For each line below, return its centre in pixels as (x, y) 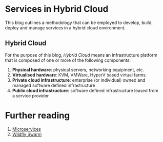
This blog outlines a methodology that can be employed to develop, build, (79, 23)
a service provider (30, 95)
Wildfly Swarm (27, 134)
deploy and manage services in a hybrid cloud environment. (65, 27)
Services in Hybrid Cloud (57, 9)
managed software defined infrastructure (53, 85)
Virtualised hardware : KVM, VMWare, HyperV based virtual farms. (80, 75)
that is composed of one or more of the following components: (68, 60)
